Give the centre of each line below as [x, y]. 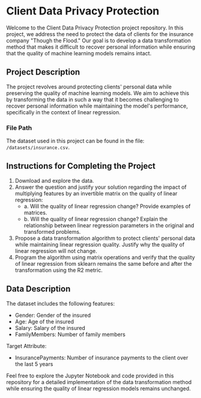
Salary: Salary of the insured [50, 328]
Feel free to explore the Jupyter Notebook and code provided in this [90, 375]
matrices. [35, 212]
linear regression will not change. [56, 251]
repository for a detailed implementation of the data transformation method [99, 382]
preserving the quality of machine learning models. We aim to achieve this [98, 93]
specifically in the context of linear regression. [64, 112]
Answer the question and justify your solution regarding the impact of [101, 187]
